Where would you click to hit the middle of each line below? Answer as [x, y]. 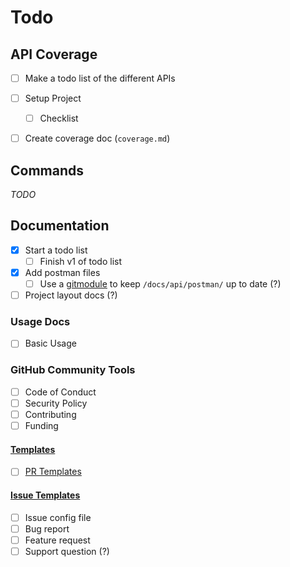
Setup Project [53, 98]
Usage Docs [40, 322]
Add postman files [62, 272]
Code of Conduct [60, 392]
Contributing [50, 414]
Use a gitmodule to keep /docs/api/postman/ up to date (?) [160, 284]
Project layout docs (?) [71, 295]
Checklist [59, 118]
